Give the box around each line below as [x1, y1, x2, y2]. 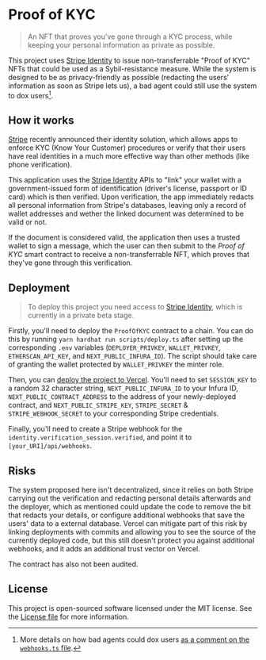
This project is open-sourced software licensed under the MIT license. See [8, 603, 253, 612]
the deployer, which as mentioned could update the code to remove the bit [8, 502, 252, 512]
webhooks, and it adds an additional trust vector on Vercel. [8, 544, 200, 554]
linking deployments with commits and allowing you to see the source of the [8, 528, 256, 537]
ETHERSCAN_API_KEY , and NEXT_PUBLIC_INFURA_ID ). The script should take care [8, 351, 257, 361]
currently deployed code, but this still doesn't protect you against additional [8, 535, 255, 545]
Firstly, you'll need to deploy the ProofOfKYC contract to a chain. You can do [8, 326, 254, 336]
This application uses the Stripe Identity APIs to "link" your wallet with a [8, 175, 241, 185]
